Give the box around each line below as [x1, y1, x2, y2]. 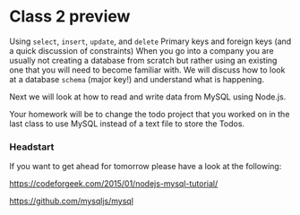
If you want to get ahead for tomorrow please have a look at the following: [9, 161, 282, 172]
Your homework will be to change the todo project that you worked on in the [9, 108, 290, 119]
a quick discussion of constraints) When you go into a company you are [9, 45, 275, 56]
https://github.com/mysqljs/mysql [9, 195, 134, 207]
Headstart [9, 141, 55, 153]
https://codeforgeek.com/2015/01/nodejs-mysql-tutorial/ [9, 178, 219, 189]
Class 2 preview [9, 6, 131, 27]
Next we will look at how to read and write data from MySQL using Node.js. [9, 91, 287, 102]
